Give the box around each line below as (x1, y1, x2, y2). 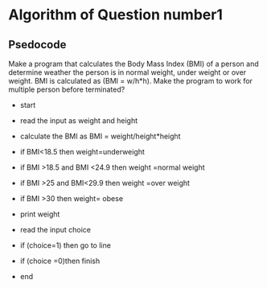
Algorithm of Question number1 (8, 6, 224, 24)
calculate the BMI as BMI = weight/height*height (19, 131, 181, 141)
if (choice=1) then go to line (19, 241, 111, 250)
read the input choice (19, 225, 91, 234)
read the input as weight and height (19, 116, 138, 125)
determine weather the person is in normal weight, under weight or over (8, 68, 247, 77)
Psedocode (8, 38, 67, 51)
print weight (19, 209, 60, 219)
